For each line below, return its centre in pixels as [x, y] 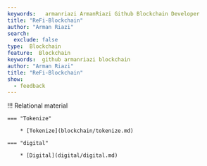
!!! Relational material [38, 106]
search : [19, 33]
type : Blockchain [34, 46]
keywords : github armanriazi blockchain [69, 60]
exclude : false [36, 40]
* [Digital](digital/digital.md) [69, 155]
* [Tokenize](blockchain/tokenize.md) [77, 131]
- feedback [30, 86]
